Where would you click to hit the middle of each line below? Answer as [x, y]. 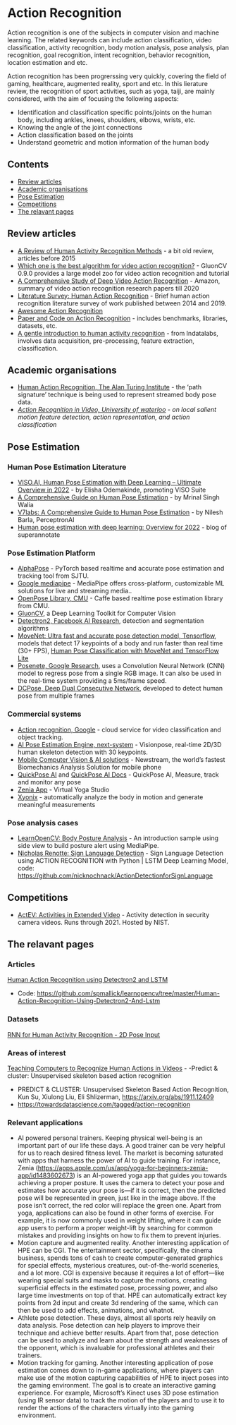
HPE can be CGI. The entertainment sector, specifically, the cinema [115, 1251]
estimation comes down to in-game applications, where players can [116, 1371]
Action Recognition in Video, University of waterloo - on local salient [117, 410]
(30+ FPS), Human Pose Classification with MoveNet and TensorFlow [118, 651]
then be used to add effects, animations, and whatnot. [96, 1311]
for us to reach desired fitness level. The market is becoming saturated [120, 1153]
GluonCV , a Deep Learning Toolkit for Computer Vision [97, 613]
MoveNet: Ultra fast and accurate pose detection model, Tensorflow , [117, 636]
